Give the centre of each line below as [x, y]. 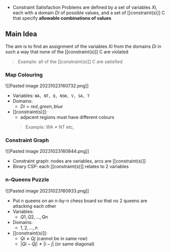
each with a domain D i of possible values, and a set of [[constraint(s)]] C [89, 13]
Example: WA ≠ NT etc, [50, 127]
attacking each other [34, 206]
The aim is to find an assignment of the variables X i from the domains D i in [83, 46]
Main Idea [21, 34]
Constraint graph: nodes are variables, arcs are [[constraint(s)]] [79, 161]
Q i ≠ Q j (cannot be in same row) [54, 238]
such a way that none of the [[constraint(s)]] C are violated [67, 52]
